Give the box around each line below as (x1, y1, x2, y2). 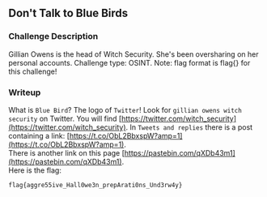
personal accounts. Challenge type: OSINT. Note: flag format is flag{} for (8, 58, 251, 67)
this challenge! (8, 66, 57, 76)
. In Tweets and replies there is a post (125, 122, 253, 132)
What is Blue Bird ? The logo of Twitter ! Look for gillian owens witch (8, 105, 243, 114)
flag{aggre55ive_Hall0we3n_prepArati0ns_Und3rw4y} (8, 181, 183, 189)
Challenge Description (8, 31, 99, 42)
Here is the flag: (8, 165, 62, 175)
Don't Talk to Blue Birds (8, 6, 129, 20)
